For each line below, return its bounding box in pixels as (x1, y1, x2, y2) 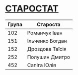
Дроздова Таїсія (27, 45, 67, 52)
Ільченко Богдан (27, 37, 67, 44)
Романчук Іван (27, 29, 63, 36)
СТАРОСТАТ (5, 3, 59, 14)
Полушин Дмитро (27, 53, 71, 60)
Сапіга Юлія (27, 62, 56, 69)
